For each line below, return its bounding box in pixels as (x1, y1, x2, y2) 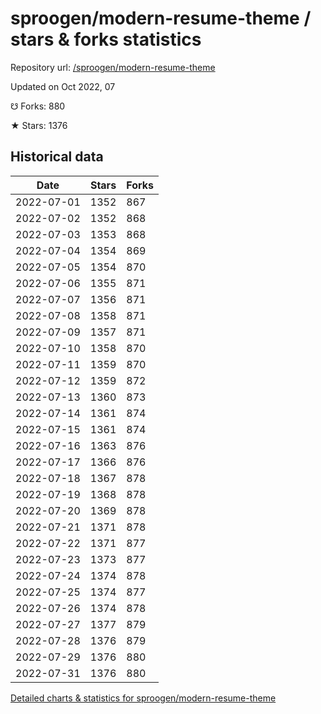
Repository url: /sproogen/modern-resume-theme (10, 61, 216, 73)
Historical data (10, 148, 104, 166)
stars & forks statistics (10, 28, 202, 51)
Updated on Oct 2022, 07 (10, 80, 116, 92)
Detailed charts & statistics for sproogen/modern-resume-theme (10, 692, 277, 704)
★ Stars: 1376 (10, 119, 68, 131)
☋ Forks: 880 (10, 100, 66, 112)
